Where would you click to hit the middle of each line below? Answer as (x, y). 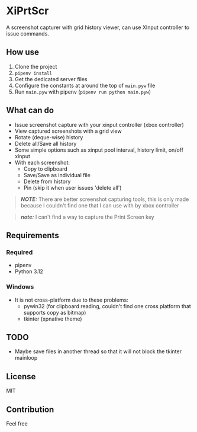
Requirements (33, 235)
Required (20, 252)
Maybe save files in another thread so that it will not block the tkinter (98, 351)
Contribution (30, 409)
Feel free (17, 423)
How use (23, 52)
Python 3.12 (29, 271)
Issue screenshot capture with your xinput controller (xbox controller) (99, 124)
